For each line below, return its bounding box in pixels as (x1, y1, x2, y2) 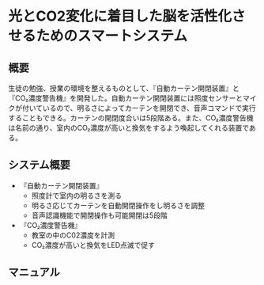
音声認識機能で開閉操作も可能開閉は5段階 (31, 211, 168, 220)
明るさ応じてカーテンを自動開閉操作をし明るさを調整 (31, 200, 206, 210)
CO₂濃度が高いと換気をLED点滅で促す (31, 240, 156, 249)
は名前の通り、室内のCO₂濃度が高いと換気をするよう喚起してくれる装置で (8, 123, 250, 132)
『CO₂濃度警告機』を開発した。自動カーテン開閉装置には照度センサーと (8, 93, 243, 103)
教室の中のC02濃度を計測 (31, 230, 115, 240)
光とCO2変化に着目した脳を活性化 (8, 7, 232, 25)
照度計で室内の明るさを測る (31, 191, 123, 200)
